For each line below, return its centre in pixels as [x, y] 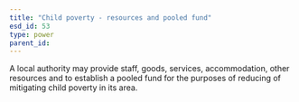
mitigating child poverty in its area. [74, 88]
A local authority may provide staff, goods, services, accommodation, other [149, 69]
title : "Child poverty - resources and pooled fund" [111, 18]
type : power [32, 34]
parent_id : [30, 43]
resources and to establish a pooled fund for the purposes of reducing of [145, 79]
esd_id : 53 [30, 26]
